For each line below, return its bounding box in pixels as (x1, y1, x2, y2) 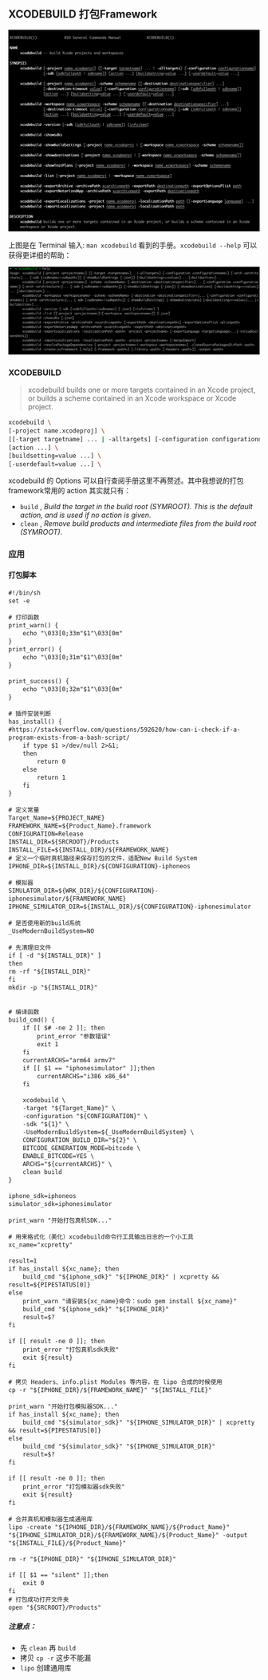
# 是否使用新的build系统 (8, 919, 81, 927)
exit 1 (37, 1041, 59, 1049)
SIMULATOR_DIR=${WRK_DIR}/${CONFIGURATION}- (8, 887, 159, 895)
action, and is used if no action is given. (19, 510, 152, 520)
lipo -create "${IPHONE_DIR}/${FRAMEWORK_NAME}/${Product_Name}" (8, 1524, 230, 1532)
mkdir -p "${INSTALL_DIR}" (8, 984, 98, 992)
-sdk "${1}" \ (22, 1121, 69, 1129)
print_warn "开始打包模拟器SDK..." (8, 1403, 118, 1411)
